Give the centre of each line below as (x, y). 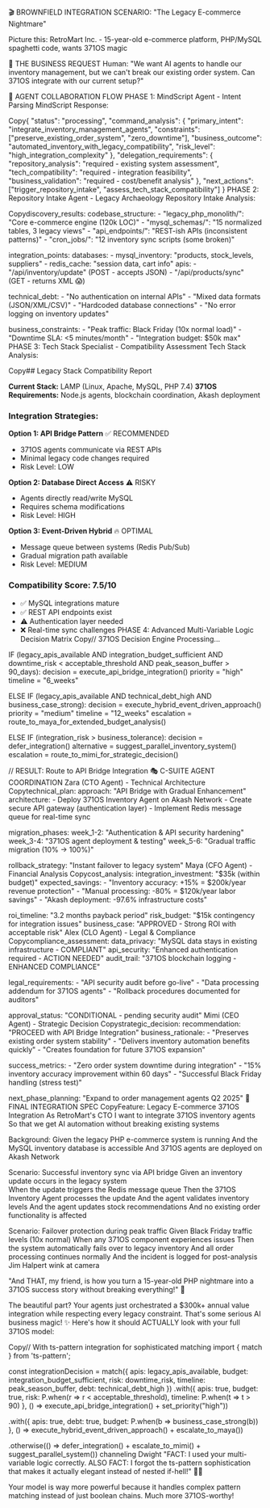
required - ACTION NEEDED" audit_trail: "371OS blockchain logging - (123, 958)
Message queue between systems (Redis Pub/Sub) (105, 547)
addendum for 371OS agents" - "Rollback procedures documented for (125, 991)
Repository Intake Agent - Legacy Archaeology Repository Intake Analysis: (132, 198)
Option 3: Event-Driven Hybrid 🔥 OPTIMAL (81, 531)
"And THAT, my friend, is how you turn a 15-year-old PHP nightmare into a (131, 1281)
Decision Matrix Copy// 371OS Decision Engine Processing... (120, 638)
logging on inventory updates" (59, 314)
